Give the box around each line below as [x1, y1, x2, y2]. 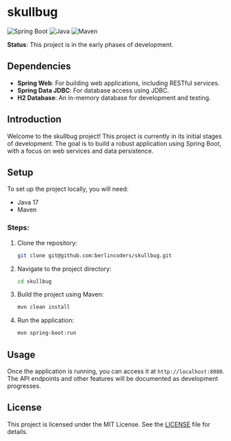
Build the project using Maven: [17, 290, 104, 299]
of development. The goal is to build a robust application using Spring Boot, [7, 139, 222, 147]
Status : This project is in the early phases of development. [7, 40, 174, 48]
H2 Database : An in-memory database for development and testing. [17, 93, 212, 102]
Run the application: [17, 316, 74, 325]
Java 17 [17, 198, 39, 207]
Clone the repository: [17, 238, 78, 247]
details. [7, 427, 28, 435]
